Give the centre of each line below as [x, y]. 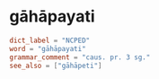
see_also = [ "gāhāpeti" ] [56, 66]
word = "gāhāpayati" [48, 48]
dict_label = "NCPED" [50, 40]
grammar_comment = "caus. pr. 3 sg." [80, 57]
